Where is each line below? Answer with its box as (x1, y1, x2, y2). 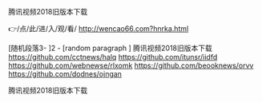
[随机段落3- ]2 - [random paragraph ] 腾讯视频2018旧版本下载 (8, 43, 212, 53)
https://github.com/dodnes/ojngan (8, 69, 123, 78)
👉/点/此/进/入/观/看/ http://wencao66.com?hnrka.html (8, 24, 189, 33)
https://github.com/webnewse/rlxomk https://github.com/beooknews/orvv (8, 61, 254, 70)
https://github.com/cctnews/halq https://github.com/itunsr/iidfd (8, 53, 218, 61)
